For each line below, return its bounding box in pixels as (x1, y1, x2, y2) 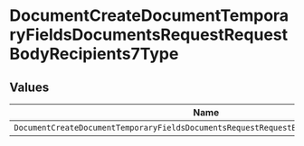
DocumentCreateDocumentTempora (9, 5, 290, 26)
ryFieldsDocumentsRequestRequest (9, 24, 288, 45)
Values (9, 79, 50, 95)
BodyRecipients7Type (9, 44, 179, 64)
